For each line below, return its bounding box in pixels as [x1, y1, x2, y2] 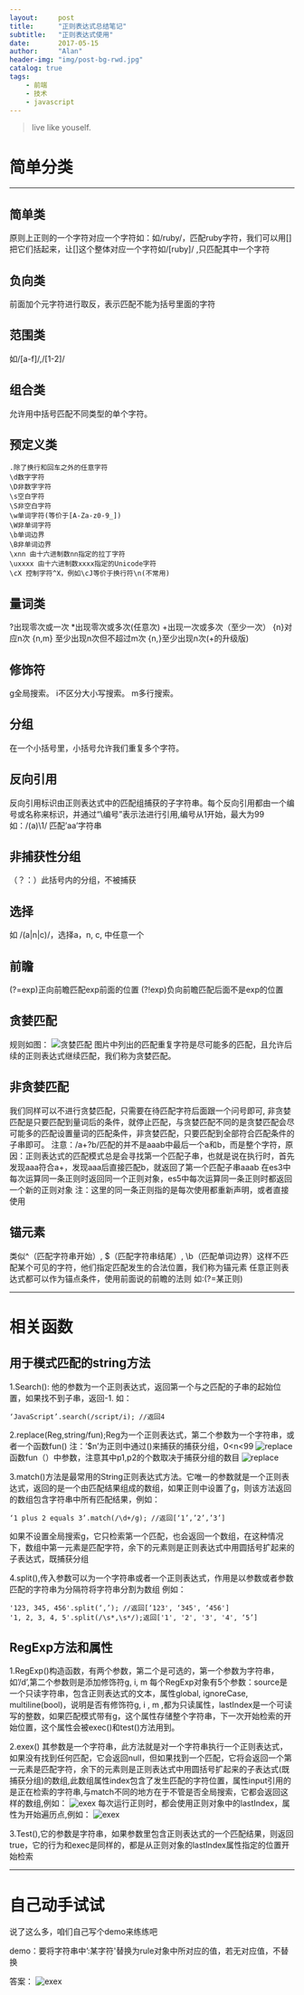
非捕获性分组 [9, 849, 81, 864]
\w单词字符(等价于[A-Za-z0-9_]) [9, 511, 122, 520]
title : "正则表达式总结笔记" [9, 22, 128, 31]
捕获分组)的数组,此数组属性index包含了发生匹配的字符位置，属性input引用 [9, 1775, 283, 1786]
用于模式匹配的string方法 [9, 1355, 151, 1371]
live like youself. [31, 122, 92, 133]
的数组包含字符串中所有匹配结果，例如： [9, 1494, 160, 1504]
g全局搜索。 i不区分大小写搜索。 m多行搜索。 [9, 688, 179, 698]
